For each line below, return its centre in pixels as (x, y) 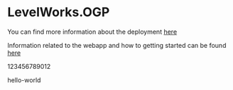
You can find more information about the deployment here (92, 32)
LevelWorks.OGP (59, 12)
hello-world (24, 80)
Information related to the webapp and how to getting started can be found (117, 45)
